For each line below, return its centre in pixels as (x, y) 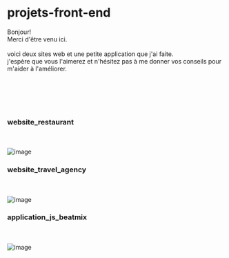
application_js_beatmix (47, 217)
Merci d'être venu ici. (37, 39)
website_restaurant (41, 122)
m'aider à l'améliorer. (37, 68)
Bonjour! (19, 32)
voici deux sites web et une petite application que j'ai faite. (90, 54)
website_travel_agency (47, 169)
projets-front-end (59, 13)
